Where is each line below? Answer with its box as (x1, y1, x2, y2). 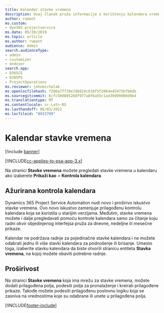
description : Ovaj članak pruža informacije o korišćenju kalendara (5, 12, 147, 17)
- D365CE (5, 71, 23, 76)
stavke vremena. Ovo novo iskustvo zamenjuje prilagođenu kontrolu (5, 205, 142, 211)
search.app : (5, 66, 29, 71)
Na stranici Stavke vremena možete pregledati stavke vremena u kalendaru (5, 167, 157, 173)
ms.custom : (5, 20, 27, 26)
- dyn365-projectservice (5, 25, 56, 30)
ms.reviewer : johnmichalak (5, 84, 60, 89)
